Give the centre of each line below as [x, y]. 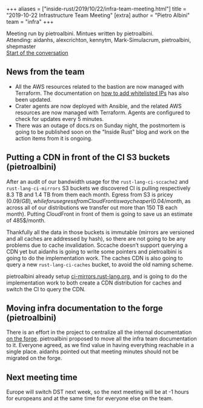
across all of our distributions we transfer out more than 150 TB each [92, 207]
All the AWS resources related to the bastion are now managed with [99, 86]
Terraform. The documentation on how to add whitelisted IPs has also [102, 93]
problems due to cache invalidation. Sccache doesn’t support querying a [97, 245]
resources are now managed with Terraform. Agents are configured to [103, 112]
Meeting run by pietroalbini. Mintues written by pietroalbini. [80, 33]
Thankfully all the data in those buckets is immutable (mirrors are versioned [101, 232]
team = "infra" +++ [30, 22]
